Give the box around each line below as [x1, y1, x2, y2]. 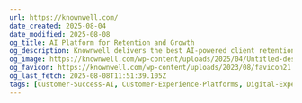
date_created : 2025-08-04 [9, 21, 106, 30]
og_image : [9, 55, 47, 64]
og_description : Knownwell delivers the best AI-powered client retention [9, 47, 296, 56]
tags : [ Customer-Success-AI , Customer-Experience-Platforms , [9, 80, 244, 89]
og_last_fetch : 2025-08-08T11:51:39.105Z [9, 72, 167, 81]
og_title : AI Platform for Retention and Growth [9, 38, 195, 47]
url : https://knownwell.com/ [9, 13, 119, 22]
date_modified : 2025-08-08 [9, 30, 111, 39]
